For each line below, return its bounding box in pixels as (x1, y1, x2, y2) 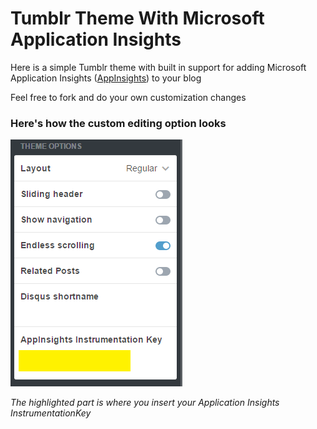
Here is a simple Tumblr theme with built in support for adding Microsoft (10, 61, 307, 73)
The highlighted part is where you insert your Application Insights (10, 397, 280, 409)
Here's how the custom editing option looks (10, 116, 227, 130)
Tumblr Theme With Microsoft (10, 7, 265, 30)
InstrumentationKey (10, 407, 92, 419)
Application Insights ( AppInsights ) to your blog (10, 72, 202, 84)
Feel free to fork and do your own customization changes (10, 91, 247, 103)
